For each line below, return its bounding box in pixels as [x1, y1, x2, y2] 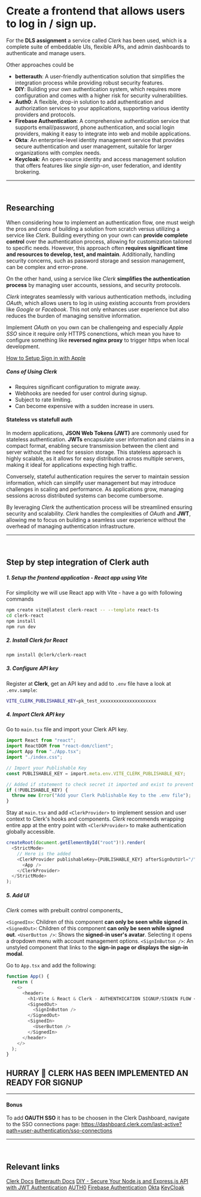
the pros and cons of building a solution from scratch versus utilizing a [6, 225, 180, 232]
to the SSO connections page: [6, 1121, 80, 1128]
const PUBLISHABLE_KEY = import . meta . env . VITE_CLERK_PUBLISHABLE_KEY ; [6, 770, 186, 777]
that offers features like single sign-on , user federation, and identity [14, 162, 182, 169]
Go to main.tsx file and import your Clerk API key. [6, 726, 129, 733]
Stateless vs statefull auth [6, 416, 73, 423]
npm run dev [6, 623, 36, 630]
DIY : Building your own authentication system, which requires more [14, 85, 181, 92]
